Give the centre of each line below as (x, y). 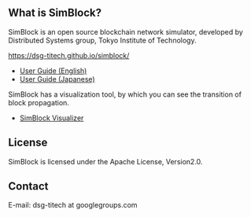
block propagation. (39, 102)
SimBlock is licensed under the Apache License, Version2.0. (105, 161)
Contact (28, 187)
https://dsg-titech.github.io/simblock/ (69, 55)
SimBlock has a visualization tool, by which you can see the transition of (125, 94)
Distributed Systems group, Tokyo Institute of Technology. (102, 40)
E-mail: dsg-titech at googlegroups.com (73, 205)
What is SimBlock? (55, 13)
